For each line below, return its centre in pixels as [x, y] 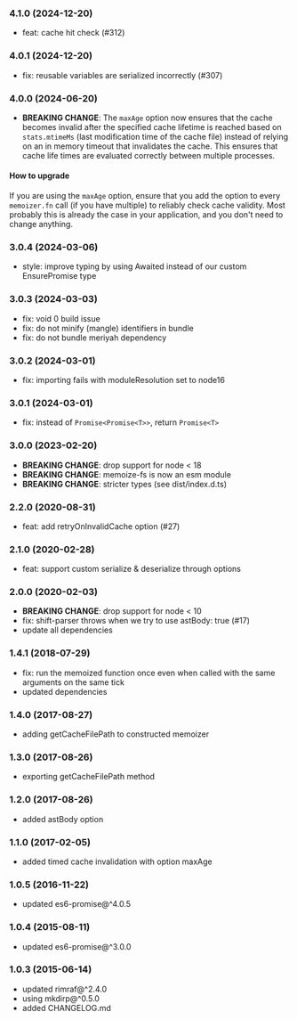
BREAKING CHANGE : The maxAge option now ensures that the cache [147, 118]
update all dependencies [67, 630]
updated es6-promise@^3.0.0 [76, 946]
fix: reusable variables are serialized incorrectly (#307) [122, 75]
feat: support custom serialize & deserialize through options [132, 569]
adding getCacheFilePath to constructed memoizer [116, 734]
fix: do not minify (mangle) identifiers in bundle [108, 328]
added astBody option [63, 819]
